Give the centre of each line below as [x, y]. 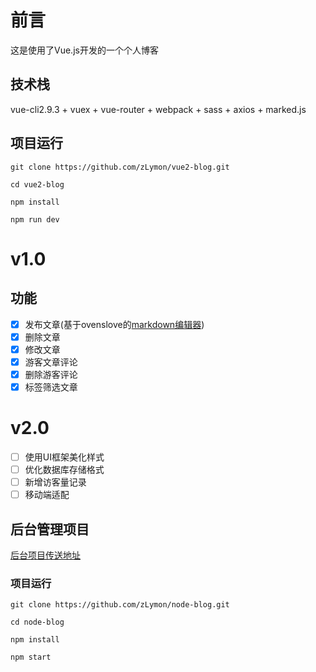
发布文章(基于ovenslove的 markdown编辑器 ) [114, 324]
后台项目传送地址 [45, 555]
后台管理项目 [50, 529]
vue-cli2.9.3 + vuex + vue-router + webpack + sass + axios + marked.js [158, 109]
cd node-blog [37, 622]
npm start [31, 657]
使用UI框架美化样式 [64, 457]
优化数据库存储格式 [64, 469]
